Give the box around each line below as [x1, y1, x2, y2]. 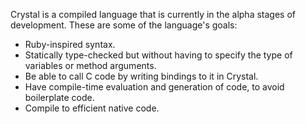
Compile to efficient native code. [24, 102, 160, 114]
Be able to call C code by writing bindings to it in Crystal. [24, 70, 259, 82]
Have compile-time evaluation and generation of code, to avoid [24, 81, 285, 93]
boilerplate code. [24, 92, 95, 103]
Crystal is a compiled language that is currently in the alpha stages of [10, 9, 296, 20]
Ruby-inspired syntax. [24, 39, 116, 50]
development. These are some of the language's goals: [10, 19, 238, 31]
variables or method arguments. [24, 60, 157, 71]
